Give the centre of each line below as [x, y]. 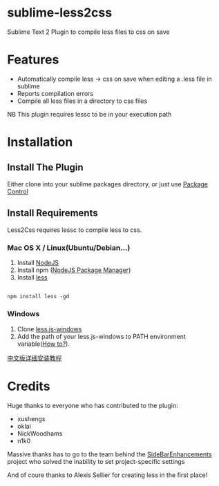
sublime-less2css [60, 13]
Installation [40, 142]
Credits [29, 386]
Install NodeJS [38, 262]
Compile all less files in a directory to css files [82, 101]
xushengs [31, 418]
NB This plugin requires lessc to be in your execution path [89, 114]
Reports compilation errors [55, 93]
